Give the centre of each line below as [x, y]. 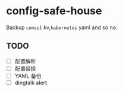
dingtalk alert [31, 83]
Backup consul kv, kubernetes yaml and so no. [62, 27]
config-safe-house [54, 11]
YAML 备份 [28, 76]
